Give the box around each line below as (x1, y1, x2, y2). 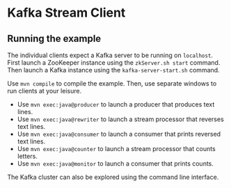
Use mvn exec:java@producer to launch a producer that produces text (17, 100, 215, 109)
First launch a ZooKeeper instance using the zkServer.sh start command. (7, 58, 221, 67)
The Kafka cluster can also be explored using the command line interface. (7, 173, 219, 181)
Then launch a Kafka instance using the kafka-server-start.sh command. (7, 66, 221, 74)
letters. (17, 152, 38, 160)
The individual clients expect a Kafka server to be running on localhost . (7, 51, 214, 59)
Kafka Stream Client (7, 5, 126, 21)
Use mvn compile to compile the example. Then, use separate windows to (7, 79, 217, 88)
